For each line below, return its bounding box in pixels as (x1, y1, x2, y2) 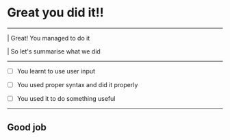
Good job (7, 121, 47, 133)
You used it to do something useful (16, 95, 116, 103)
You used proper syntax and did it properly (16, 81, 138, 89)
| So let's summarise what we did (7, 47, 101, 56)
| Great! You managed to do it (7, 34, 90, 42)
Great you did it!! (7, 5, 104, 21)
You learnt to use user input (16, 67, 96, 75)
